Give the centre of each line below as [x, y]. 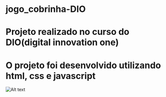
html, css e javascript [51, 76]
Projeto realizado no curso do [68, 32]
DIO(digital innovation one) [62, 43]
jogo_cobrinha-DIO [46, 9]
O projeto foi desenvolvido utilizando [83, 65]
